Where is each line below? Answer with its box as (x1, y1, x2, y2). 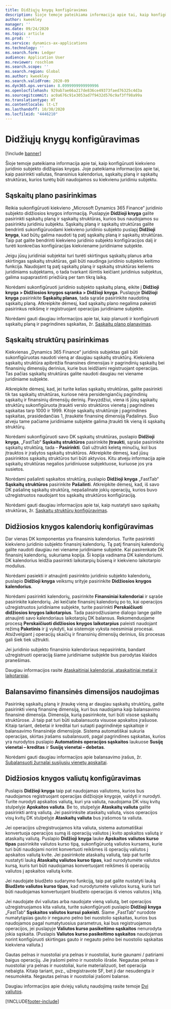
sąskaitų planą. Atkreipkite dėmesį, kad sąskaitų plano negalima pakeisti (5, 300, 157, 306)
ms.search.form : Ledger (5, 50, 56, 55)
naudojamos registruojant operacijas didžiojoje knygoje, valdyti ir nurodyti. (5, 793, 162, 799)
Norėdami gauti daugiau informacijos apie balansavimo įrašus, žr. (5, 754, 142, 760)
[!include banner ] (5, 150, 42, 156)
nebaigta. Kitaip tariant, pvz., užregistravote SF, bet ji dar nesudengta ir (5, 968, 155, 974)
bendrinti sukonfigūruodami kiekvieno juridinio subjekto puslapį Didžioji (5, 226, 156, 232)
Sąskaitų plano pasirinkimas (5, 191, 97, 200)
